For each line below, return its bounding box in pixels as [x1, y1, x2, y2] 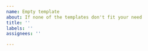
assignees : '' [6, 31, 42, 37]
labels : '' [6, 25, 33, 31]
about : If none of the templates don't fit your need [6, 14, 143, 20]
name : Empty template [6, 8, 60, 15]
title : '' [6, 20, 31, 26]
